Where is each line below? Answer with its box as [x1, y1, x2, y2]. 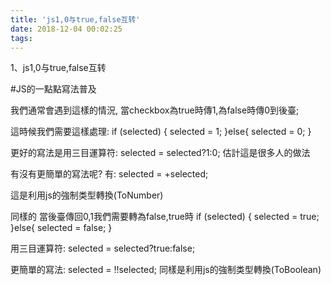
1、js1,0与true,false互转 [10, 62, 107, 74]
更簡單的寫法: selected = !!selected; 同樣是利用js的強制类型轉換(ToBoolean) [10, 264, 322, 276]
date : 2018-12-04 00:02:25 [10, 24, 123, 34]
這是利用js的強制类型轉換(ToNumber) [10, 189, 164, 201]
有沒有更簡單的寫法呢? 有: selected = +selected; [10, 168, 209, 180]
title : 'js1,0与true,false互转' [10, 14, 141, 25]
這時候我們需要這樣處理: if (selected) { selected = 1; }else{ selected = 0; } [10, 126, 312, 138]
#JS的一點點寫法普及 [10, 83, 97, 95]
